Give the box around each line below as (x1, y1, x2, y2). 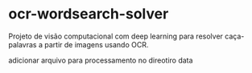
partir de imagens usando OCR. (43, 39, 149, 49)
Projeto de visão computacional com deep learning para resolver (8, 31, 224, 41)
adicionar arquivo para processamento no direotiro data (8, 55, 193, 65)
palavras (8, 39, 38, 49)
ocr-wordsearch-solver (8, 5, 169, 23)
